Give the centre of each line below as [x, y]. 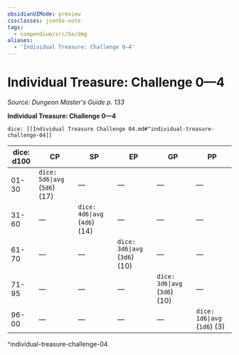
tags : [15, 27]
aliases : [20, 41]
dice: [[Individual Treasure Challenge [67, 129]
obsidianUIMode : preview [44, 14]
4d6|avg [91, 214]
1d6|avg [209, 318]
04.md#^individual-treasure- [171, 129]
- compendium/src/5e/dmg [51, 34]
